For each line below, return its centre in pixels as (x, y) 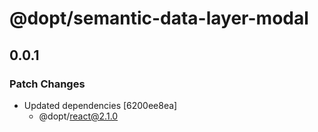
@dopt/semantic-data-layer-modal (159, 18)
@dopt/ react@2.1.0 (78, 116)
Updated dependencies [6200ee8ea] (100, 105)
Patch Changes (47, 84)
